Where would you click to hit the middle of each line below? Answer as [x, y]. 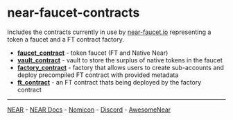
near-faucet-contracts [74, 13]
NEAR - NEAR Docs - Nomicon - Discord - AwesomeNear [89, 110]
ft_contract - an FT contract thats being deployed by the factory [109, 82]
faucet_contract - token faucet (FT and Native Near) [93, 53]
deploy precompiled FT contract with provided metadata [98, 75]
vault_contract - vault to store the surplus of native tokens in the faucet [120, 60]
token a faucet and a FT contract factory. [66, 39]
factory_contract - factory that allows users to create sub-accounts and [120, 67]
